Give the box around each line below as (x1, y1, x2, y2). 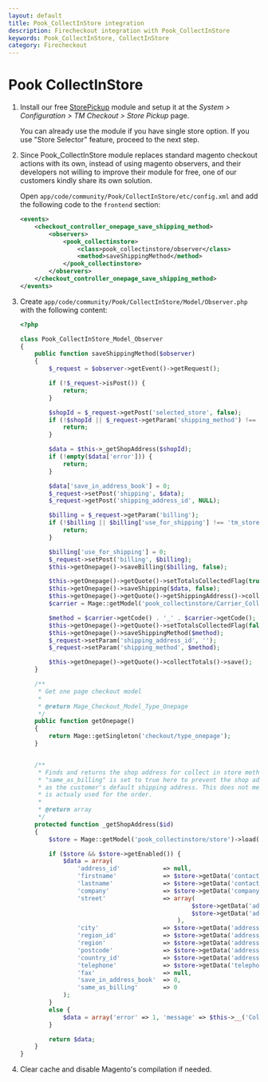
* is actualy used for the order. (37, 791, 153, 799)
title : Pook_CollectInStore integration (8, 19, 145, 27)
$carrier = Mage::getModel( (49, 600, 142, 608)
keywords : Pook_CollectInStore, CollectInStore (8, 34, 170, 42)
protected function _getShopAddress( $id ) (34, 820, 174, 828)
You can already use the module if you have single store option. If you (19, 126, 250, 136)
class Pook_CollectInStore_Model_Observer (19, 335, 164, 343)
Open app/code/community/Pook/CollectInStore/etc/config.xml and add (19, 191, 258, 201)
